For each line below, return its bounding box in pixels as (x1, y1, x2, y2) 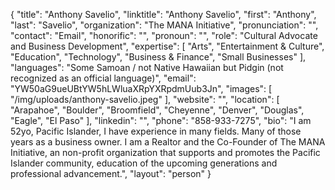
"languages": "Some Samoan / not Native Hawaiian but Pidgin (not (10, 62, 284, 73)
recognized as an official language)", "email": (10, 72, 197, 84)
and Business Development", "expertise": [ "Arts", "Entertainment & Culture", (10, 40, 325, 52)
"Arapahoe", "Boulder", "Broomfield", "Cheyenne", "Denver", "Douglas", (10, 104, 305, 116)
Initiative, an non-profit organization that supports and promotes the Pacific (10, 147, 321, 158)
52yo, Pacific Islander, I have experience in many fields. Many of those (10, 125, 302, 137)
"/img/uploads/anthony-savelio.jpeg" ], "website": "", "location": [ (10, 94, 280, 105)
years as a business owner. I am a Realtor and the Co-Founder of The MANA (10, 136, 326, 148)
